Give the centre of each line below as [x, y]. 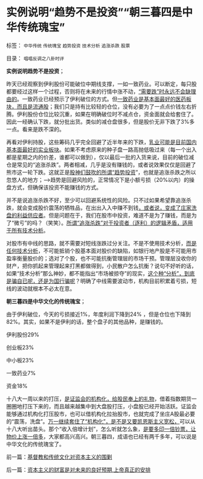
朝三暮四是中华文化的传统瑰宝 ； [46, 301]
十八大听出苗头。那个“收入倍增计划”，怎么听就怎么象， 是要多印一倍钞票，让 [101, 429]
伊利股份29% [23, 334]
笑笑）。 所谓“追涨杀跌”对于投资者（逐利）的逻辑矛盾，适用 [121, 223]
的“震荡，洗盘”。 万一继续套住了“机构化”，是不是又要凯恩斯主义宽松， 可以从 [101, 421]
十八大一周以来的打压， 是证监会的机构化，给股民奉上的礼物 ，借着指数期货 [99, 399]
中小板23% [20, 360]
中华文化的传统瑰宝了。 [35, 444]
